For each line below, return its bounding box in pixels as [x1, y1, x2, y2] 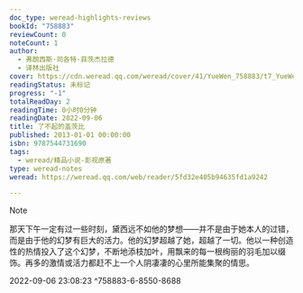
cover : [9, 72, 34, 81]
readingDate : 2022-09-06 [9, 114, 103, 123]
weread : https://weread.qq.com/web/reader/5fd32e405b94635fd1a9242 [9, 172, 269, 181]
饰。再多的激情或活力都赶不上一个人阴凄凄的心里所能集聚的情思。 [9, 258, 254, 269]
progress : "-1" [9, 88, 67, 97]
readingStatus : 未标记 [9, 80, 91, 89]
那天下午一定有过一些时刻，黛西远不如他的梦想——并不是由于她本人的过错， [9, 224, 294, 234]
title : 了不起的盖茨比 [9, 123, 86, 132]
